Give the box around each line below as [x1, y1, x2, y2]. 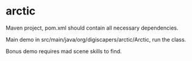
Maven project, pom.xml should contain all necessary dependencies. [5, 24, 179, 31]
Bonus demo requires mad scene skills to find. [5, 47, 123, 55]
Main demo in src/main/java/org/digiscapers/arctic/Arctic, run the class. [5, 36, 187, 43]
